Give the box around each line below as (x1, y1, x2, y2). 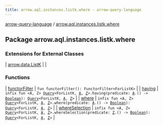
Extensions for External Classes (5, 50, 84, 57)
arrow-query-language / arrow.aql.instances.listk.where (5, 21, 120, 27)
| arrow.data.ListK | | (5, 62, 47, 68)
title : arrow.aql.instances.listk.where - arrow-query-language (5, 7, 142, 12)
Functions (5, 74, 30, 81)
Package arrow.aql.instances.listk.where (5, 35, 136, 44)
